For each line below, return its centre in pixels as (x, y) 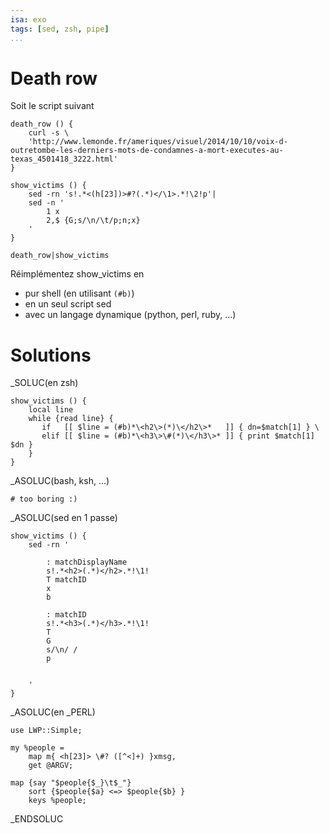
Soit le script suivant (52, 106)
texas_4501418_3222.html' (64, 159)
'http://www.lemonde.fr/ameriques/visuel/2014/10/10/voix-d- (158, 142)
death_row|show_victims (60, 256)
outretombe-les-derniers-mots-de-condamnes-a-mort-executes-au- (147, 151)
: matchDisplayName (87, 562)
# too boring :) (44, 499)
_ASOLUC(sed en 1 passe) (64, 518)
